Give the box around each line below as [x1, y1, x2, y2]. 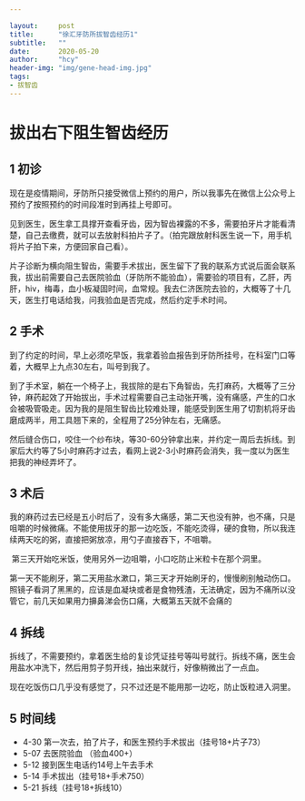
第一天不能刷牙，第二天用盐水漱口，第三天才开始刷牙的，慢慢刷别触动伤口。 [9, 573, 296, 583]
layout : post [9, 21, 75, 30]
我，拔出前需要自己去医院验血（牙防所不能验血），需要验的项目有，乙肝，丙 [9, 271, 292, 282]
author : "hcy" [9, 56, 79, 65]
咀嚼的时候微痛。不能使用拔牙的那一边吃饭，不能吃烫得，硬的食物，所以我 [9, 522, 288, 533]
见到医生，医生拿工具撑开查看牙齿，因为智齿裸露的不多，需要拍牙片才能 [9, 218, 280, 228]
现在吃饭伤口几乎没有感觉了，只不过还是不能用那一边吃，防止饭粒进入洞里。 [9, 682, 296, 693]
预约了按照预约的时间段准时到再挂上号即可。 [9, 198, 177, 209]
